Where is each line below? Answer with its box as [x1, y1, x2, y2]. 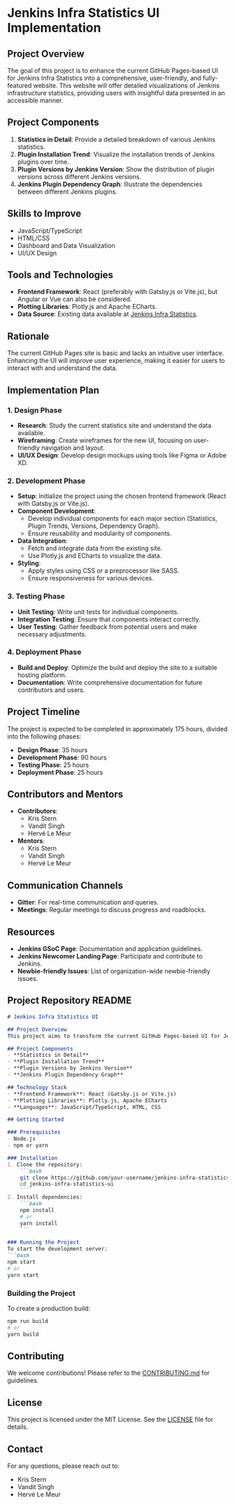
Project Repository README [7, 994, 131, 1006]
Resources [7, 926, 55, 938]
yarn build [7, 1331, 39, 1338]
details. [7, 1423, 29, 1431]
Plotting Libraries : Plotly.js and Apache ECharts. [17, 302, 157, 311]
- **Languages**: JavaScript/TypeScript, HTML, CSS [7, 1103, 161, 1110]
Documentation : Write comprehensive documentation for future [17, 678, 203, 686]
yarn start [7, 1272, 39, 1279]
